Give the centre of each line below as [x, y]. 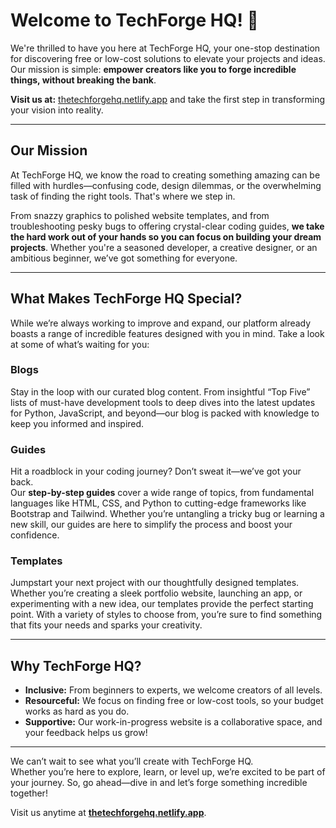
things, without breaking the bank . [83, 80]
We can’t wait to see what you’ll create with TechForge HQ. [132, 761]
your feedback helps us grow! [86, 733]
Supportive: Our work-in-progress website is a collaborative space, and [173, 722]
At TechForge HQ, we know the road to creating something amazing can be [165, 175]
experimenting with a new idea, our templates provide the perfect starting [162, 604]
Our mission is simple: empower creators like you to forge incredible [153, 69]
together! [29, 793]
